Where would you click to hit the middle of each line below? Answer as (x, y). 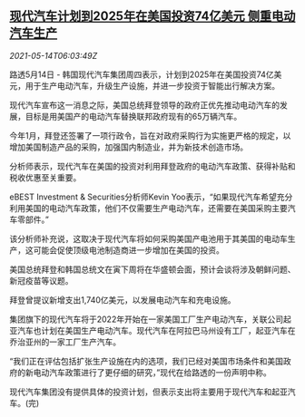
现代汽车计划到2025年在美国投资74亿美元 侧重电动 (152, 16)
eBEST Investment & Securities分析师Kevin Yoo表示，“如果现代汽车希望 (143, 197)
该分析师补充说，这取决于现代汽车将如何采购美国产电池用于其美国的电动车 (148, 238)
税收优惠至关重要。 (45, 177)
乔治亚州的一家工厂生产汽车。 (65, 342)
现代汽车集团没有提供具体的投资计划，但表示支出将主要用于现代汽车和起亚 (148, 392)
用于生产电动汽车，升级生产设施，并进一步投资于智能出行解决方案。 (152, 85)
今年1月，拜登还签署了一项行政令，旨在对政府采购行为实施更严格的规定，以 (150, 135)
